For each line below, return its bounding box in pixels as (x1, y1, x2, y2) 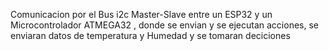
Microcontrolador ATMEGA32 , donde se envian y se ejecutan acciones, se (10, 19, 319, 31)
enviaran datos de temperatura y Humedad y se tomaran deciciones (10, 30, 291, 41)
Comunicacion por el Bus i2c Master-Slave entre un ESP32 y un (10, 9, 273, 20)
